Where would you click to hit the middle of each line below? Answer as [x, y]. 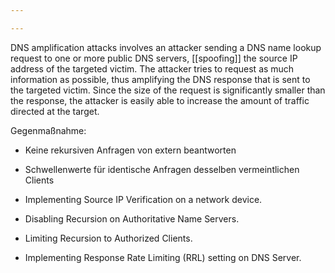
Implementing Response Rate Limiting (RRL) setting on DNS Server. [163, 257]
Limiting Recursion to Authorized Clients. [108, 238]
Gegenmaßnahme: [48, 130]
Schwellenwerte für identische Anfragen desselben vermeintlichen [162, 169]
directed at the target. [55, 111]
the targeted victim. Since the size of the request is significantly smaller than [168, 90]
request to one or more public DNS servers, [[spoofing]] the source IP [154, 58]
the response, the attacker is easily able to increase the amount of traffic [160, 100]
